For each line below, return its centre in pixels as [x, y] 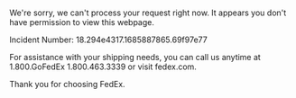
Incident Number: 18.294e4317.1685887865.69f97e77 [108, 40]
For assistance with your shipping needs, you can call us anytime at [135, 57]
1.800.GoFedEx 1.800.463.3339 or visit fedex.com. [103, 67]
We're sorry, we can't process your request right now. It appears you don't [148, 13]
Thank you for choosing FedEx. [67, 84]
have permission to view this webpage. [82, 22]
